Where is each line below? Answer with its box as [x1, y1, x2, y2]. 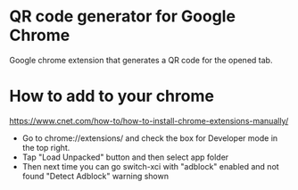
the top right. [21, 142, 70, 153]
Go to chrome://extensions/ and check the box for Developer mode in [21, 132, 278, 144]
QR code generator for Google [9, 6, 236, 27]
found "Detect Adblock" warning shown [21, 170, 170, 181]
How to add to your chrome [9, 87, 214, 106]
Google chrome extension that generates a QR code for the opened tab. [9, 54, 273, 65]
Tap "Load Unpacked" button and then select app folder [21, 152, 229, 162]
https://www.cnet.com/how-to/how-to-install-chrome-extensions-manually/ [9, 115, 289, 126]
